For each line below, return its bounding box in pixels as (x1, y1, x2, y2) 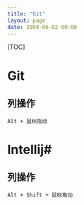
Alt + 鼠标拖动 (7, 118, 48, 125)
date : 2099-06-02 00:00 (7, 23, 78, 30)
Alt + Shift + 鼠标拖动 (7, 192, 73, 199)
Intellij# (7, 141, 52, 158)
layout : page (7, 17, 46, 24)
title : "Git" (7, 10, 46, 18)
